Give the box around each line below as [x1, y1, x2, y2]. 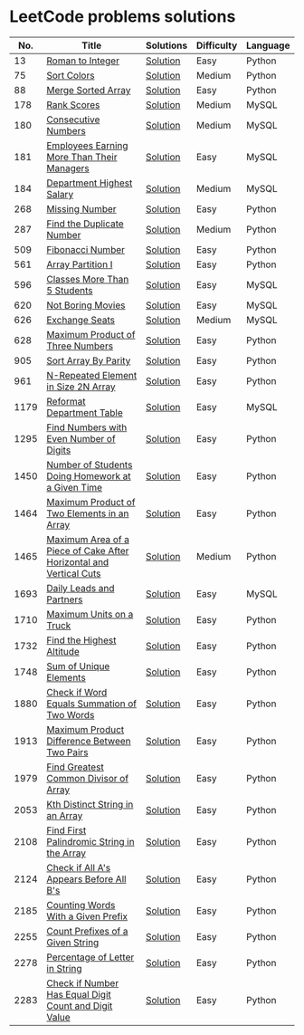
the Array [46, 847, 86, 859]
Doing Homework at [46, 469, 131, 482]
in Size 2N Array [46, 380, 116, 393]
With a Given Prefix [46, 910, 128, 923]
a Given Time [46, 481, 102, 494]
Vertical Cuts [46, 567, 101, 580]
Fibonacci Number [46, 243, 125, 255]
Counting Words [46, 898, 116, 911]
